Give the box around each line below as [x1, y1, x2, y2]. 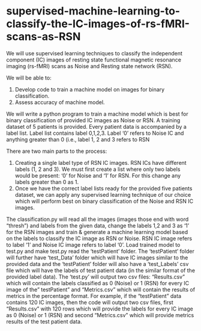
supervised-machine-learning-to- [6, 4, 181, 18]
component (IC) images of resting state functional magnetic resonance [6, 56, 182, 63]
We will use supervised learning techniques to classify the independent [6, 49, 183, 57]
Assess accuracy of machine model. [14, 98, 105, 106]
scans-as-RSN [6, 30, 81, 43]
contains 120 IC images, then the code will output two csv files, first [6, 299, 173, 306]
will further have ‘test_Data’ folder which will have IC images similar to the [6, 254, 188, 261]
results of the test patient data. [6, 318, 82, 325]
